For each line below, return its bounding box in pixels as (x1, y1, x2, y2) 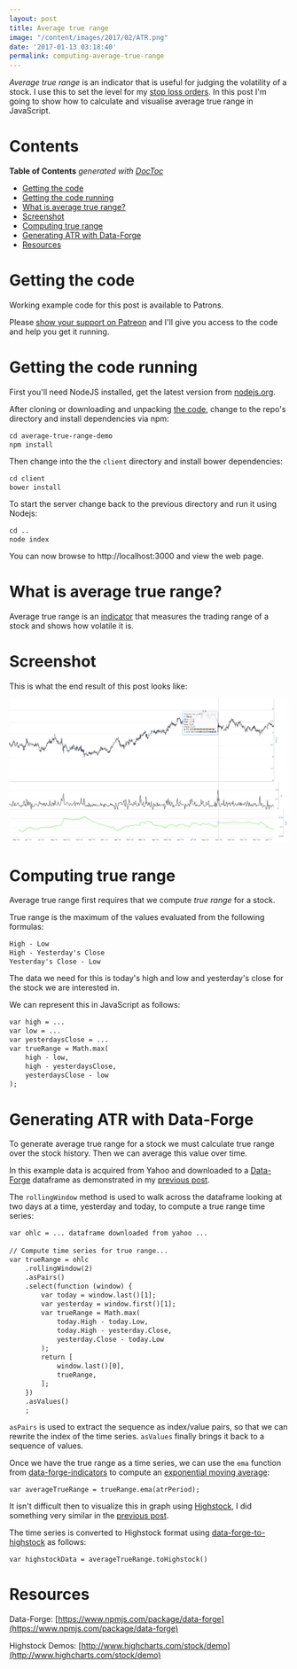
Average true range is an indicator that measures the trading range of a (9, 611, 269, 621)
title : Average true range (9, 23, 109, 33)
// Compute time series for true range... (9, 1246, 168, 1256)
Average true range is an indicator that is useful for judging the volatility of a (9, 77, 287, 88)
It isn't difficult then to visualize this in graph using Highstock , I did (9, 1501, 253, 1511)
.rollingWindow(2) (25, 1264, 93, 1274)
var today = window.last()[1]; (41, 1291, 157, 1300)
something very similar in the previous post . (9, 1510, 169, 1521)
